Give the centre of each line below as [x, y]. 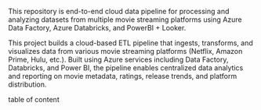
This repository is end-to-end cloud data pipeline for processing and [119, 11]
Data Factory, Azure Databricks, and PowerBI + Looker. [97, 28]
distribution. [27, 84]
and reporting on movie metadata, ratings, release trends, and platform [123, 76]
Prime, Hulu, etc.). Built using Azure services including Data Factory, [118, 59]
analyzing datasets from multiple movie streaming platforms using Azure [125, 20]
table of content [34, 99]
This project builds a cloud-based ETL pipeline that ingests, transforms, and [130, 43]
